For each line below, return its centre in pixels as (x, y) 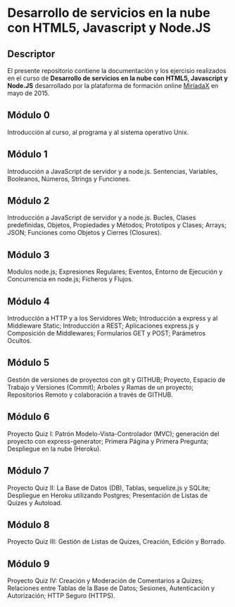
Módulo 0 (29, 115)
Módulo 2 (28, 201)
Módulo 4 (29, 301)
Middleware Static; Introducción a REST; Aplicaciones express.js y (103, 326)
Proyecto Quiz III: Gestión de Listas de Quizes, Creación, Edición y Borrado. (117, 542)
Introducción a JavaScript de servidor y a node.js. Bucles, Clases (102, 218)
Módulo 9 (28, 564)
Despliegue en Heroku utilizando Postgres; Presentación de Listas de (108, 495)
